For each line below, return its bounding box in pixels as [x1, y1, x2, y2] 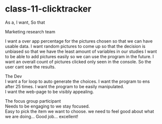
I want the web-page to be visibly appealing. [5, 89, 94, 94]
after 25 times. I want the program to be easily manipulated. [5, 83, 125, 89]
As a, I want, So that [5, 19, 45, 25]
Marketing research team [5, 29, 56, 34]
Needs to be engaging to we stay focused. [5, 103, 90, 109]
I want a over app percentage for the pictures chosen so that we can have [5, 38, 153, 44]
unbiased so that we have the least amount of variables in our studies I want [5, 48, 157, 54]
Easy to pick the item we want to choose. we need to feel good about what [5, 108, 154, 114]
